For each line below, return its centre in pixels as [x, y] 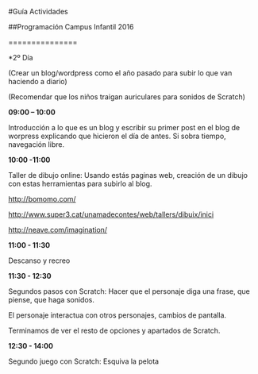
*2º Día [21, 58]
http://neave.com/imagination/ [58, 230]
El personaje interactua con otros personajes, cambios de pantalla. [117, 315]
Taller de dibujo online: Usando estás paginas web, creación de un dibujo [128, 175]
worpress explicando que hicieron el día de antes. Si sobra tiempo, [117, 136]
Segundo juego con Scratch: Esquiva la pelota [84, 361]
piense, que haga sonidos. [52, 300]
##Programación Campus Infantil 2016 [71, 27]
